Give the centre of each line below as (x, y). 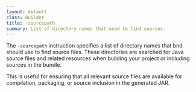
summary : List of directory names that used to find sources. (86, 29)
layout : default (27, 12)
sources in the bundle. (34, 65)
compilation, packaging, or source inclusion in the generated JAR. (88, 83)
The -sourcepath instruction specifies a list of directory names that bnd (94, 46)
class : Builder (25, 17)
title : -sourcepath (31, 23)
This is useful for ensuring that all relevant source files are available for (94, 76)
